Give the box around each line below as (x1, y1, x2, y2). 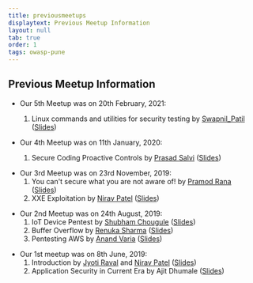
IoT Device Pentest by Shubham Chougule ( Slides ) (31, 217, 196, 226)
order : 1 (8, 41, 37, 49)
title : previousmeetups (8, 11, 87, 20)
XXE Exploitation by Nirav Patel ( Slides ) (31, 193, 160, 202)
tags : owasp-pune (8, 48, 66, 56)
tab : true (8, 33, 41, 42)
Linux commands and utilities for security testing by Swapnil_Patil (31, 114, 245, 123)
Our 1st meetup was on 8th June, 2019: (19, 249, 148, 258)
